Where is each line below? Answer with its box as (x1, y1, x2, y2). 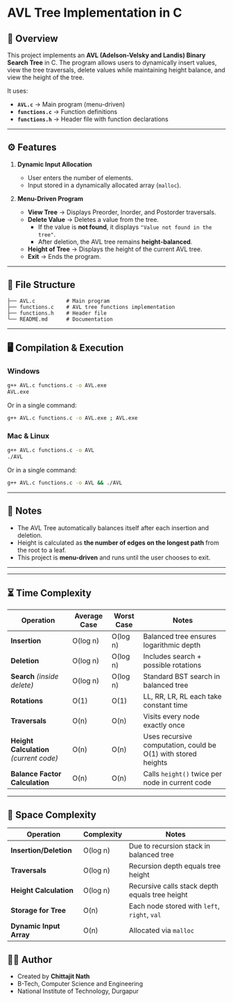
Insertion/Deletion (10, 845, 72, 855)
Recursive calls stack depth (128, 882, 218, 891)
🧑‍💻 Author (7, 953, 53, 965)
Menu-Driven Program (17, 194, 84, 202)
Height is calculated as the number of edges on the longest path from (17, 538, 220, 547)
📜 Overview (7, 33, 58, 45)
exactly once (143, 720, 185, 730)
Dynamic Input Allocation (17, 160, 92, 168)
